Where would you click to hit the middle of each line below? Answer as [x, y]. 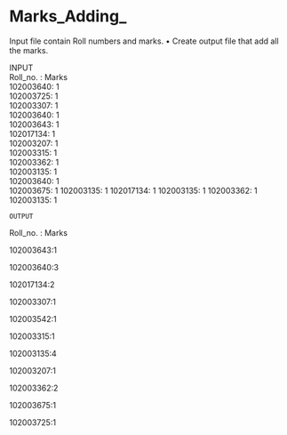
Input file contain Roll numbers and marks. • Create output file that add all [144, 41]
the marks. [29, 50]
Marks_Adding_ [68, 16]
